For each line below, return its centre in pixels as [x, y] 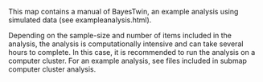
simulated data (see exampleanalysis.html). [80, 20]
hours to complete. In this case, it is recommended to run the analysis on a [132, 52]
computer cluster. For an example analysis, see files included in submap [128, 61]
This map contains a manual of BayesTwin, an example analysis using [123, 12]
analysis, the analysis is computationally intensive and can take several [126, 44]
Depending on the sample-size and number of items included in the [120, 35]
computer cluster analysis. [52, 69]
